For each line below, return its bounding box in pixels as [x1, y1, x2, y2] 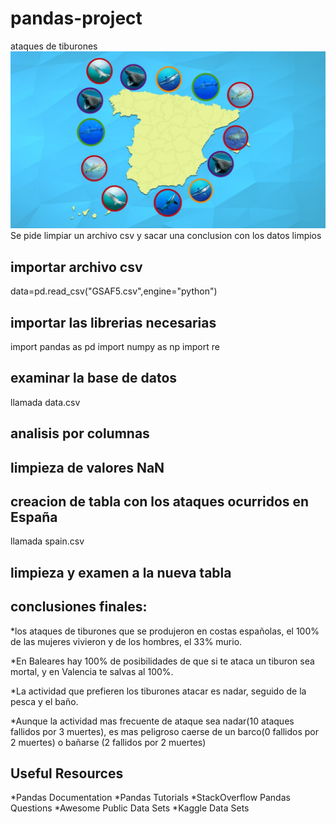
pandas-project [10, 7, 143, 30]
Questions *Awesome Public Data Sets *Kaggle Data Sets [10, 802, 250, 814]
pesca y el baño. [10, 695, 79, 707]
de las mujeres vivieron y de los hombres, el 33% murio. [10, 635, 243, 647]
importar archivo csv [10, 258, 143, 276]
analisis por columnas [10, 425, 150, 442]
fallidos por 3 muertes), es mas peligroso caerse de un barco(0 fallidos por [10, 725, 319, 737]
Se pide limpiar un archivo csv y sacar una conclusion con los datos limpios [10, 230, 322, 242]
